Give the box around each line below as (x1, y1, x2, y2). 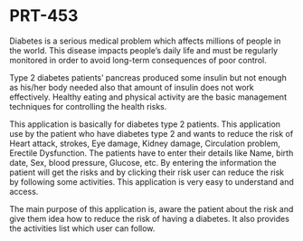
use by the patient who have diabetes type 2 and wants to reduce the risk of (9, 128, 294, 139)
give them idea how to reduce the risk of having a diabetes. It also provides (9, 213, 289, 224)
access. (9, 186, 39, 197)
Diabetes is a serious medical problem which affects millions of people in (9, 35, 281, 46)
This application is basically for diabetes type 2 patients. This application (9, 119, 281, 130)
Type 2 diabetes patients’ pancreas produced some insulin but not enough (9, 72, 287, 82)
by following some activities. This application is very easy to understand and (9, 176, 294, 187)
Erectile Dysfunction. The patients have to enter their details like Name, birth (9, 147, 294, 159)
